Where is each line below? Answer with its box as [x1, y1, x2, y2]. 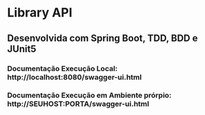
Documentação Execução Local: [7, 63, 118, 73]
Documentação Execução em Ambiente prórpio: [7, 91, 172, 101]
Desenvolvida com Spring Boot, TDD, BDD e [7, 32, 198, 44]
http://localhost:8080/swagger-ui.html [7, 72, 142, 82]
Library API [7, 5, 72, 21]
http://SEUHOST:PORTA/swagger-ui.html [7, 99, 150, 109]
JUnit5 [7, 43, 37, 54]
